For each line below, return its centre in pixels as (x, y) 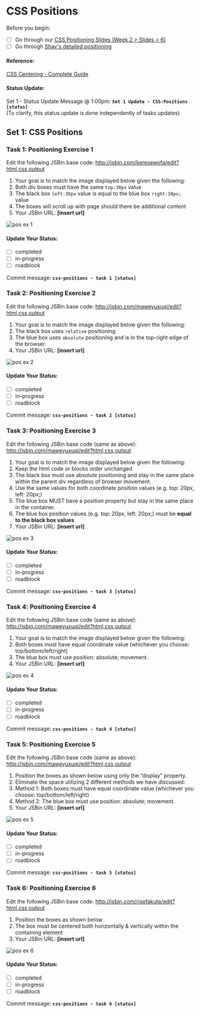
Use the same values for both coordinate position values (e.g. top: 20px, (105, 487)
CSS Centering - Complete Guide (47, 74)
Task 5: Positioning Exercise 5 (51, 744)
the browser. (30, 344)
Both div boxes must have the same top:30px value (78, 187)
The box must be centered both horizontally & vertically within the (97, 926)
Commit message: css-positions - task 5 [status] (71, 873)
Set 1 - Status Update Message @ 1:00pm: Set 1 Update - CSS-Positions (97, 102)
